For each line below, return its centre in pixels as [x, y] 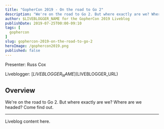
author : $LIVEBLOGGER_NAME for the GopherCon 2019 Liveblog [68, 19]
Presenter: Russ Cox [26, 64]
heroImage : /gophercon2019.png [37, 46]
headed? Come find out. [29, 107]
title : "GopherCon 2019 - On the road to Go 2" [54, 10]
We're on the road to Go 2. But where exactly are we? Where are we [73, 102]
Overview [20, 90]
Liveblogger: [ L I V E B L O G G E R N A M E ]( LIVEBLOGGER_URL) [62, 75]
